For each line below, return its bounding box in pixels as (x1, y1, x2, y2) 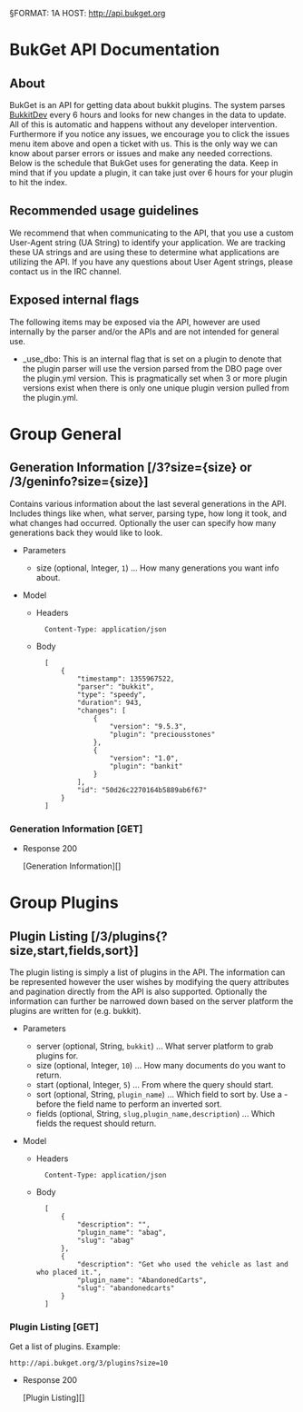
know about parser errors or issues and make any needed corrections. (9, 148, 273, 158)
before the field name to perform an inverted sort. (35, 1099, 222, 1109)
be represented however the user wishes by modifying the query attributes (9, 976, 289, 987)
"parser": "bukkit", (76, 681, 155, 691)
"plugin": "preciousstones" (109, 730, 216, 739)
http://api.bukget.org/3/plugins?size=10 (9, 1358, 169, 1368)
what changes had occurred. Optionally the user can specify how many (9, 517, 277, 528)
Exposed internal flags (9, 293, 140, 308)
